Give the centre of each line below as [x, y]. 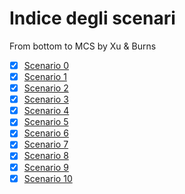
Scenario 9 [46, 167]
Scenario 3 [46, 99]
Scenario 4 [46, 111]
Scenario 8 [46, 156]
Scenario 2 [46, 88]
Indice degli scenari [92, 18]
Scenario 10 [48, 178]
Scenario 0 [46, 65]
